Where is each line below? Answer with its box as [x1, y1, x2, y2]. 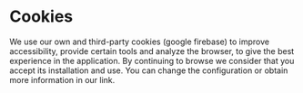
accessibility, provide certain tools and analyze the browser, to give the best [9, 45, 295, 56]
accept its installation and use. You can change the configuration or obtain [9, 65, 288, 76]
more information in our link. [9, 74, 116, 85]
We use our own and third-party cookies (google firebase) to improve [9, 36, 270, 47]
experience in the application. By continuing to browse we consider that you [9, 55, 295, 66]
